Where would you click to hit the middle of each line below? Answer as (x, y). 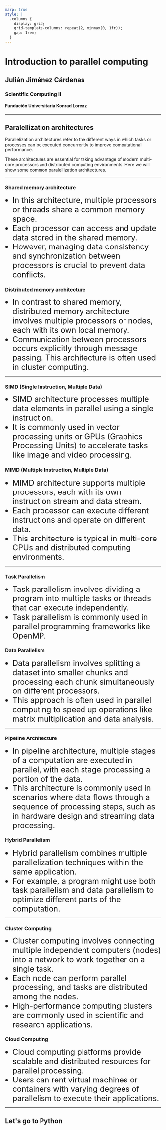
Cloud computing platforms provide (77, 1052)
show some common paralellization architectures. (56, 170)
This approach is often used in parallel (82, 700)
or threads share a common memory (79, 209)
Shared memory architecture (41, 188)
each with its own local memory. (71, 330)
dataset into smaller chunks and (70, 673)
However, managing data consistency (81, 246)
